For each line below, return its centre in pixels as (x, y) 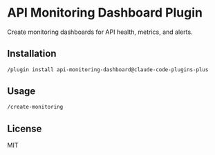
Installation (32, 54)
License (25, 128)
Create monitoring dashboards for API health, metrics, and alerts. (100, 32)
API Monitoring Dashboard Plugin (105, 13)
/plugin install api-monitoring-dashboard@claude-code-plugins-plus (108, 70)
